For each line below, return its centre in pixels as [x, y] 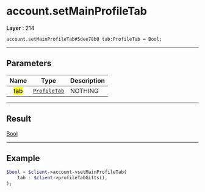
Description [87, 80]
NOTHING [84, 91]
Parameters [29, 63]
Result [19, 119]
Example [23, 158]
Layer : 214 [20, 28]
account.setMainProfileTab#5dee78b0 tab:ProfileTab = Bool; [85, 39]
